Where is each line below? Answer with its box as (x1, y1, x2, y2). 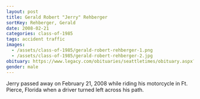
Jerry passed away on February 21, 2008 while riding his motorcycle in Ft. (6, 80, 188, 87)
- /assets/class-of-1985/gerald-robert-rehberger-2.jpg (11, 53, 153, 59)
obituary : (6, 58, 31, 64)
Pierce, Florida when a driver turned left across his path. (6, 87, 144, 94)
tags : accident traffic (6, 36, 65, 42)
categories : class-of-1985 (6, 31, 73, 37)
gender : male (6, 63, 39, 70)
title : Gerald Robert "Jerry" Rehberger (6, 14, 108, 20)
